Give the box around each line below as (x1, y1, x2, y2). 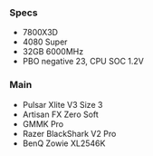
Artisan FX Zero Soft (22, 109, 100, 120)
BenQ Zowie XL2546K (22, 138, 106, 149)
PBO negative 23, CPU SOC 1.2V (22, 56, 145, 67)
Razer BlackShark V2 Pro (22, 128, 117, 139)
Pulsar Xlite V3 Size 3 (22, 99, 103, 110)
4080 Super (22, 36, 68, 47)
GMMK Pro (22, 118, 64, 129)
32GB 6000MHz (22, 46, 84, 57)
